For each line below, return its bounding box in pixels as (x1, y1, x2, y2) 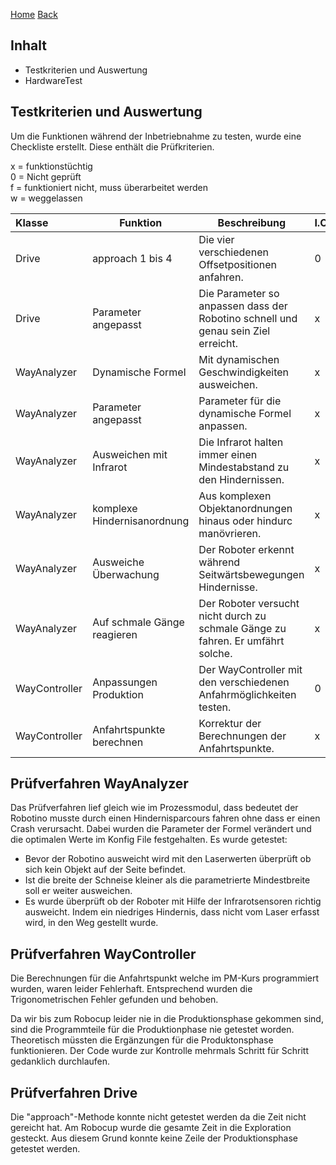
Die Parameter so (198, 286, 280, 300)
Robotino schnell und (198, 311, 298, 325)
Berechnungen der (198, 729, 287, 743)
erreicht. (198, 336, 238, 350)
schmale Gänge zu (198, 621, 287, 635)
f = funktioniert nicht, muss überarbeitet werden (10, 181, 208, 193)
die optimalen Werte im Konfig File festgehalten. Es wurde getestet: (10, 834, 288, 846)
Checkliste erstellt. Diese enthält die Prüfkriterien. (10, 140, 215, 153)
